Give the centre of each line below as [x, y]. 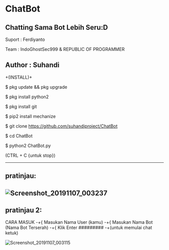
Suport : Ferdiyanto [25, 39]
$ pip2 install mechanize [31, 116]
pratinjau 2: [24, 210]
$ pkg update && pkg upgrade [36, 87]
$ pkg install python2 [27, 97]
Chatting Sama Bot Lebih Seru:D [57, 27]
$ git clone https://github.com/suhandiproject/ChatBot [61, 126]
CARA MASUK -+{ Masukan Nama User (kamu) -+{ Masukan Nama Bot [79, 222]
